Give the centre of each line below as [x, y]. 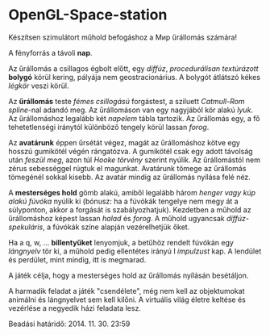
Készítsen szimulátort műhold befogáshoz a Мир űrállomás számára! [123, 37]
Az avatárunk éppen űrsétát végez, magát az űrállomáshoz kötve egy [124, 142]
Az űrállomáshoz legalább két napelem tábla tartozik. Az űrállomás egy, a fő [134, 118]
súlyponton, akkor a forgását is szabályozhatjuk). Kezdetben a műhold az [130, 209]
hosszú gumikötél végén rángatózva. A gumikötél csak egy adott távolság [131, 151]
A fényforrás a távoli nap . [50, 52]
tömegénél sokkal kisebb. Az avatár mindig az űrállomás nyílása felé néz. [130, 177]
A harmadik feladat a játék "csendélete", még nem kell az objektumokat [127, 291]
